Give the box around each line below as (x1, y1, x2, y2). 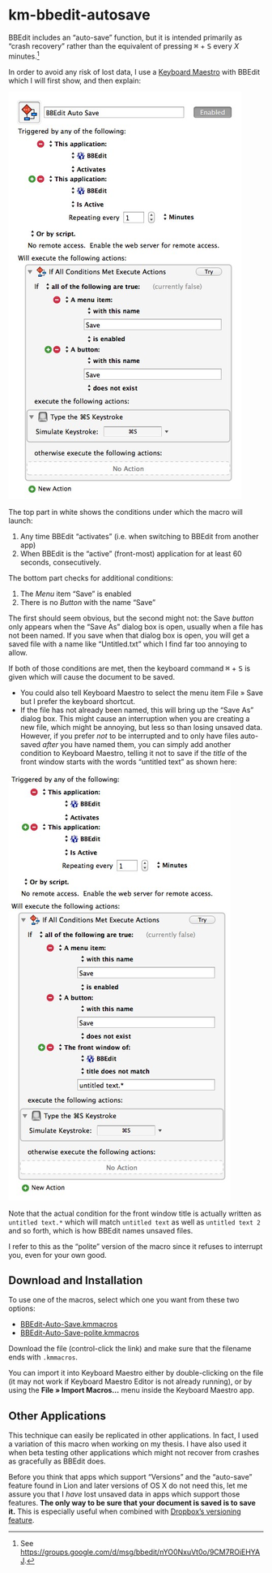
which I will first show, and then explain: (8, 76, 142, 85)
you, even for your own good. (8, 1250, 107, 1260)
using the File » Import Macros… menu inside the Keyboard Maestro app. (8, 1385, 255, 1395)
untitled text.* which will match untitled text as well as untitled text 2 (8, 1216, 261, 1227)
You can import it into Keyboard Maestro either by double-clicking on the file (8, 1368, 264, 1378)
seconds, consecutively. (19, 557, 101, 567)
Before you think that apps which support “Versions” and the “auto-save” (8, 1472, 253, 1482)
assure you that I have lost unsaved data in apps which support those (8, 1489, 240, 1499)
